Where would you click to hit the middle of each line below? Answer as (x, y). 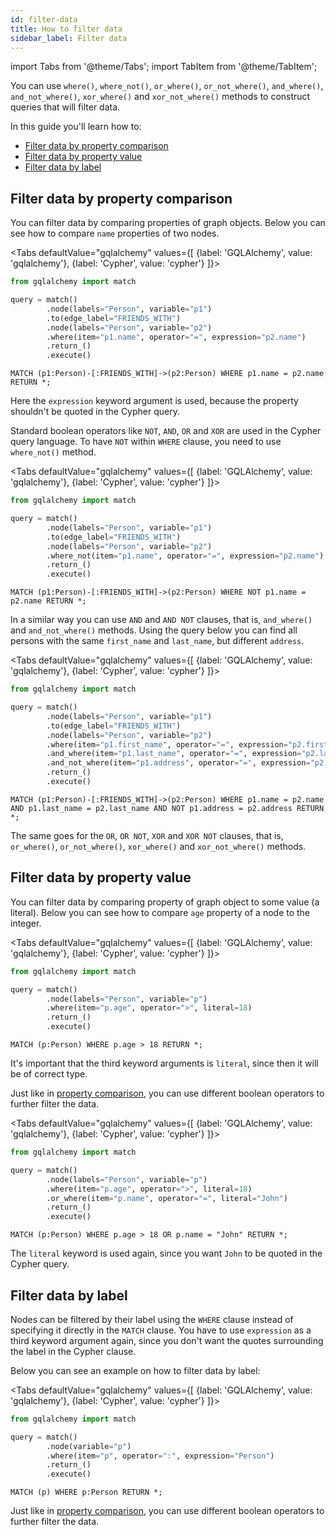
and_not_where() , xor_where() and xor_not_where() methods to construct (160, 97)
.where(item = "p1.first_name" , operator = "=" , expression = (167, 744)
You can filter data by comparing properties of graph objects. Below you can (168, 223)
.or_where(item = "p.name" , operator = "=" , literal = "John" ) (167, 1198)
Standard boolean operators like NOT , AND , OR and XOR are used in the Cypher (166, 431)
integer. (26, 923)
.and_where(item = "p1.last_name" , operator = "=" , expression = (174, 754)
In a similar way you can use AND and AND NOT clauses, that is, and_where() (161, 620)
